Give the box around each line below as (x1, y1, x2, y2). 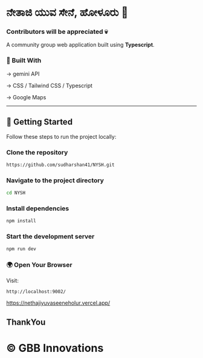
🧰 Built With (6, 56, 42, 65)
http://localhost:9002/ (6, 288, 66, 294)
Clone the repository (6, 148, 68, 156)
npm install (6, 218, 36, 224)
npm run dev (6, 246, 36, 252)
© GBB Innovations (6, 342, 104, 355)
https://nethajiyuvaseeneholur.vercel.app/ (6, 299, 111, 307)
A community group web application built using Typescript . (6, 41, 155, 48)
